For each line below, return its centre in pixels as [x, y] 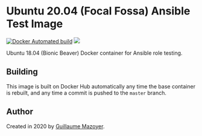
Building [22, 72]
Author [20, 112]
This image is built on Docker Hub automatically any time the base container [101, 86]
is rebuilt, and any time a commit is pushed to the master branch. [87, 93]
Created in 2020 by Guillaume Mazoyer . [55, 126]
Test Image [35, 24]
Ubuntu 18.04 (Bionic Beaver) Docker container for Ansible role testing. [94, 53]
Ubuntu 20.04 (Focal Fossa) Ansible [98, 11]
